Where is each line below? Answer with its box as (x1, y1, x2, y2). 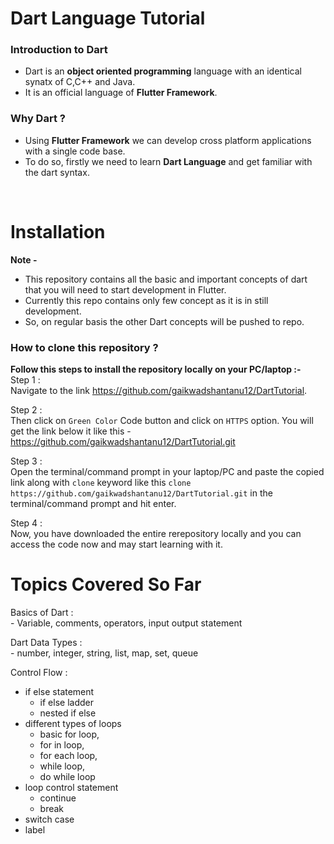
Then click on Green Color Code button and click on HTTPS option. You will (10, 415, 314, 427)
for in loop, (39, 738, 85, 751)
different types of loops (24, 717, 122, 729)
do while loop (39, 770, 96, 782)
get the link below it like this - (10, 425, 132, 437)
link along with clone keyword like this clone (10, 477, 192, 489)
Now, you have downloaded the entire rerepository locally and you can (10, 528, 302, 540)
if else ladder (39, 696, 94, 708)
